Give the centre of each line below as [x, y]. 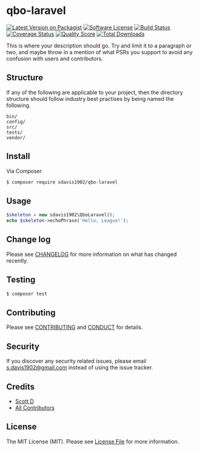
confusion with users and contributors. [55, 58]
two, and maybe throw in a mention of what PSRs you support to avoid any [99, 52]
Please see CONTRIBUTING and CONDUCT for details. [75, 327]
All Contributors [35, 407]
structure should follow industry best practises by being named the [90, 98]
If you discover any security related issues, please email [76, 361]
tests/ [15, 132]
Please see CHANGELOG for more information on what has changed [92, 254]
